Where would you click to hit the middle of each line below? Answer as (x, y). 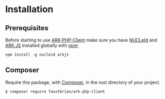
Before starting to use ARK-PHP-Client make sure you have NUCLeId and (81, 40)
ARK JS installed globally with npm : (42, 45)
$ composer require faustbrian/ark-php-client (55, 91)
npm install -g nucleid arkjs (37, 55)
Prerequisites (27, 28)
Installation (29, 9)
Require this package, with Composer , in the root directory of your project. (83, 82)
